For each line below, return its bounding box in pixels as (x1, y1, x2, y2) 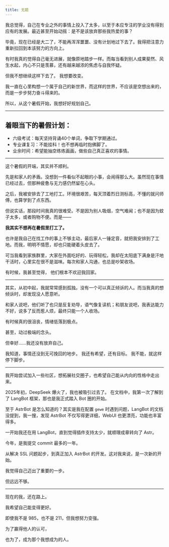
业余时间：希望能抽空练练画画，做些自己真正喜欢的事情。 (12, 148, 132, 154)
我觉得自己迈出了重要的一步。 (5, 468, 67, 474)
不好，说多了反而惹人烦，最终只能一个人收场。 (5, 308, 102, 314)
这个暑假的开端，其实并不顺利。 (5, 163, 71, 169)
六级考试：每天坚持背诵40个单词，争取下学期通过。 (12, 135, 120, 141)
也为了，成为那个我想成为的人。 (5, 536, 71, 542)
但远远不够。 (5, 478, 32, 485)
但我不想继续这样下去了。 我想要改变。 (5, 72, 86, 78)
